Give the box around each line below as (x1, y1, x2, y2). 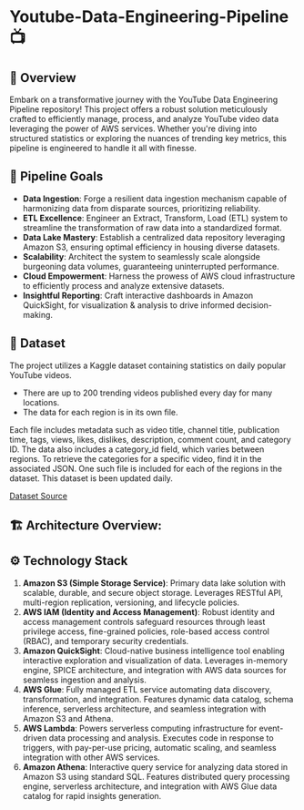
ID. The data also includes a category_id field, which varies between (9, 444, 265, 455)
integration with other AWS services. (22, 752, 161, 763)
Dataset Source (9, 490, 68, 501)
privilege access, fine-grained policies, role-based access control (22, 626, 270, 637)
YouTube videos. (9, 369, 73, 380)
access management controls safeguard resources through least (22, 616, 266, 627)
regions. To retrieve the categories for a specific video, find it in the (9, 453, 262, 464)
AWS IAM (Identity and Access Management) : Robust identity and (22, 606, 276, 617)
